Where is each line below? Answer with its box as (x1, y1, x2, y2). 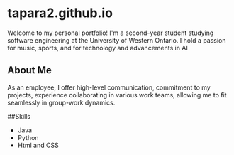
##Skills (7, 112, 30, 120)
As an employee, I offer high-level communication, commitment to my (7, 83, 211, 92)
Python (17, 133, 39, 141)
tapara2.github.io (7, 5, 113, 21)
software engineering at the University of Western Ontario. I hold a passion (7, 36, 226, 44)
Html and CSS (17, 141, 59, 149)
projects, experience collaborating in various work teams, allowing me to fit (7, 90, 227, 99)
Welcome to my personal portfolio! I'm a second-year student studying (7, 28, 214, 37)
